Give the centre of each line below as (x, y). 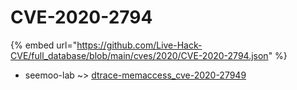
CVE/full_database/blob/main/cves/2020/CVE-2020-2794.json (139, 55)
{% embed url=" (44, 45)
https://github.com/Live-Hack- (139, 45)
